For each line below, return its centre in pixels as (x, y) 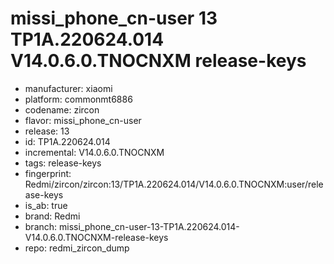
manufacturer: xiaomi (68, 88)
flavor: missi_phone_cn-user (83, 120)
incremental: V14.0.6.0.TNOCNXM (94, 152)
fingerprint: (48, 173)
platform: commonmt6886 (78, 99)
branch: (41, 226)
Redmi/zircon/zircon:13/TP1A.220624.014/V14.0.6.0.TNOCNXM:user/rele (174, 184)
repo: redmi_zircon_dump (77, 248)
